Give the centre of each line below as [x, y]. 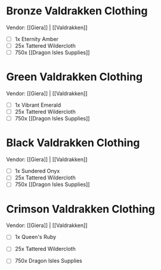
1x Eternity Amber [36, 39]
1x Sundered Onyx [37, 171]
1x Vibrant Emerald [38, 105]
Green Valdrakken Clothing [75, 77]
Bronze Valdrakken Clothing [77, 11]
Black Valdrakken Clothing [73, 143]
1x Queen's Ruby [35, 237]
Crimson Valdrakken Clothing [80, 209]
